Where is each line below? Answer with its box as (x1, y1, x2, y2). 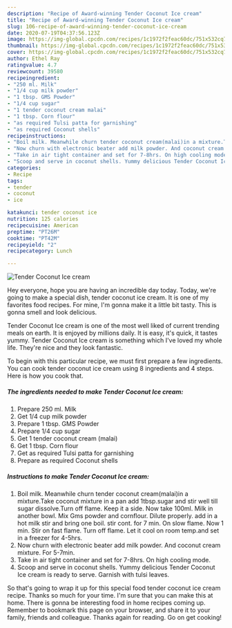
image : (7, 36, 26, 43)
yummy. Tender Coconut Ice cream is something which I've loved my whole (7, 336, 222, 344)
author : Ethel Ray (7, 55, 60, 62)
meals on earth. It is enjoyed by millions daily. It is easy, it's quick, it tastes (7, 329, 218, 338)
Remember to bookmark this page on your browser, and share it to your (7, 606, 211, 614)
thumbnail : (7, 42, 39, 49)
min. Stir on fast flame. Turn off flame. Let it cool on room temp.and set (17, 526, 220, 535)
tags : (7, 177, 23, 184)
